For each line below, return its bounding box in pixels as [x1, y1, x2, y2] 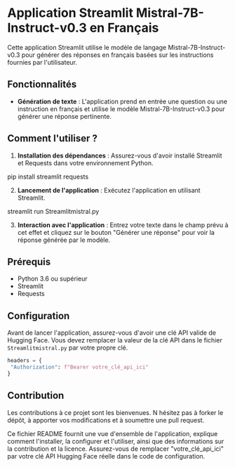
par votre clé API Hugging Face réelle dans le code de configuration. [7, 452, 206, 460]
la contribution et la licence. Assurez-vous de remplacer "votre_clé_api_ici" [7, 444, 224, 453]
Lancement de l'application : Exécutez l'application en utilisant [17, 186, 201, 194]
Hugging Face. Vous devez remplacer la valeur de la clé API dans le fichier [7, 336, 222, 345]
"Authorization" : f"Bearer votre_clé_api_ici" [10, 364, 149, 371]
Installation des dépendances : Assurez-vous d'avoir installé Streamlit [17, 151, 222, 160]
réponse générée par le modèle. [17, 236, 111, 244]
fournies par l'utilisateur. [7, 58, 78, 66]
